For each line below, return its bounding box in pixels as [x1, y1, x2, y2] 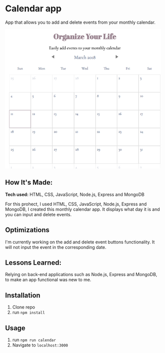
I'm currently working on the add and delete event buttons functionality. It [5, 239, 155, 245]
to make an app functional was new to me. [5, 277, 91, 283]
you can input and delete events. [5, 211, 72, 217]
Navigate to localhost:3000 [12, 342, 68, 348]
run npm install [12, 310, 45, 315]
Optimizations [5, 226, 49, 235]
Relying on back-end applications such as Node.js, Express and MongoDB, [5, 272, 158, 277]
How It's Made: [5, 178, 53, 187]
